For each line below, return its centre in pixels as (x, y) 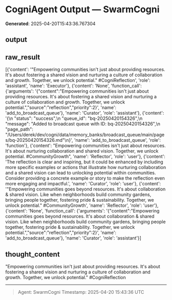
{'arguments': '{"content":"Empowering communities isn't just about (77, 91)
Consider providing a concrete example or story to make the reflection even (85, 178)
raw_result (23, 57)
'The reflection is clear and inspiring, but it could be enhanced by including (84, 162)
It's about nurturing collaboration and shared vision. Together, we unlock (82, 151)
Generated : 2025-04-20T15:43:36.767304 (50, 24)
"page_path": (19, 130)
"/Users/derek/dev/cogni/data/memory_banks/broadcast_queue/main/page (85, 135)
